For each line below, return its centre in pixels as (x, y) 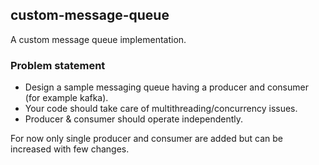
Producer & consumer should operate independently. (134, 119)
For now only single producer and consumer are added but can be (146, 139)
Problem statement (58, 65)
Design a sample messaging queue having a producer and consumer (166, 87)
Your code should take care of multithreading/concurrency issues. (161, 109)
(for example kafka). (66, 98)
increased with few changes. (70, 149)
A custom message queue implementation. (98, 39)
